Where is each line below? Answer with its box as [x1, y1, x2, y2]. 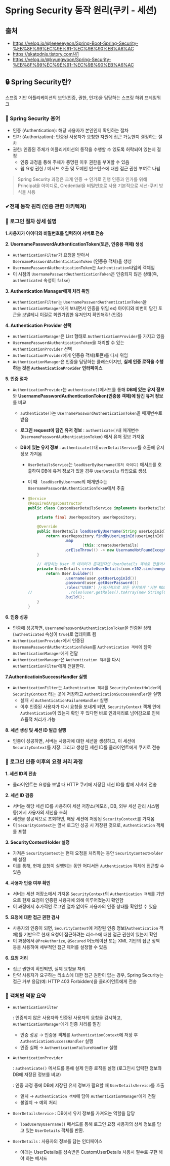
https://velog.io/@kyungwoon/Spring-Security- [12, 56, 111, 63]
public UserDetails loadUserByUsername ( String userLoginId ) [37, 529, 166, 534]
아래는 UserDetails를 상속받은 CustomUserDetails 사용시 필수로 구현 [20, 1149, 158, 1155]
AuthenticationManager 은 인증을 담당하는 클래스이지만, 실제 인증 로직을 [12, 359, 155, 365]
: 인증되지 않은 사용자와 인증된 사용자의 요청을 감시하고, [12, 1015, 122, 1021]
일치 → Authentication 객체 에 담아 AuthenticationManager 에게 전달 [20, 1093, 156, 1099]
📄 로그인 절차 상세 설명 [5, 218, 57, 225]
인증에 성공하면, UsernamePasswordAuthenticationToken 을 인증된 [12, 625, 142, 631]
